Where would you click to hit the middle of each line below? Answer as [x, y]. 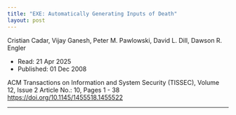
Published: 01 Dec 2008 [52, 69]
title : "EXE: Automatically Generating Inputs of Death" [92, 14]
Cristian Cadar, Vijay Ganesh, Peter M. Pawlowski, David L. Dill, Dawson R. [115, 40]
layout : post [26, 20]
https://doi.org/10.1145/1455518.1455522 [65, 97]
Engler [17, 48]
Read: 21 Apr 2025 [44, 61]
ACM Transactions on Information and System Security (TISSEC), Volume [113, 82]
